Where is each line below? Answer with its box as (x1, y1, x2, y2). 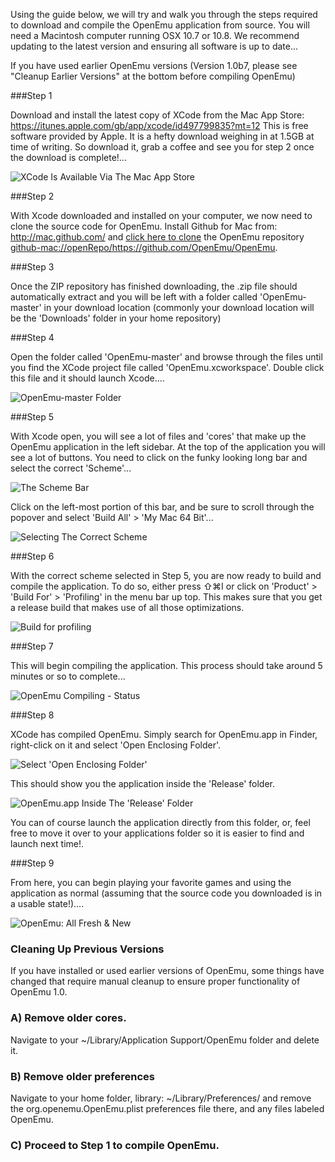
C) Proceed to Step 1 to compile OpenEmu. (10, 1138, 220, 1152)
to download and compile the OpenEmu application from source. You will (10, 19, 310, 31)
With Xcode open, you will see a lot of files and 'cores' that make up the (10, 430, 307, 442)
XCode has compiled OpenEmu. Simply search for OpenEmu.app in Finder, (10, 729, 318, 740)
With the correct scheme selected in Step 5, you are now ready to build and (10, 570, 322, 581)
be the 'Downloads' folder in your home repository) (10, 312, 222, 324)
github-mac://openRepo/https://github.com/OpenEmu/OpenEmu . (10, 242, 278, 253)
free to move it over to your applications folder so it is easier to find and (10, 827, 305, 839)
